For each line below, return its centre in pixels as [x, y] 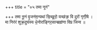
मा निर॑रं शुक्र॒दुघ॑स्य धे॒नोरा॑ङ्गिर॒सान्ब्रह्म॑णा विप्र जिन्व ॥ [45, 22]
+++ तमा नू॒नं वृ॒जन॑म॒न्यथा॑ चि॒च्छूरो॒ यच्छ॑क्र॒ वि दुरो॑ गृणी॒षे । [49, 17]
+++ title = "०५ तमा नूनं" [28, 7]
